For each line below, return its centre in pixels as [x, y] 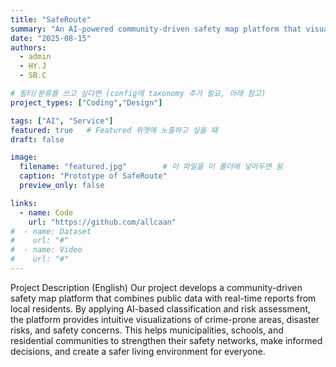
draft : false [37, 139]
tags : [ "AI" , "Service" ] [62, 121]
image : [24, 157]
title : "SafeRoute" [51, 19]
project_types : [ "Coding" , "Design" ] [86, 102]
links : [24, 203]
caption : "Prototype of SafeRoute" [93, 176]
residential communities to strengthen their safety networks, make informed [166, 340]
